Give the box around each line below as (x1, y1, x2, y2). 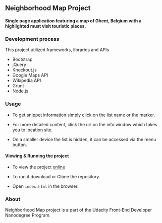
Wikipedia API (12, 77, 41, 83)
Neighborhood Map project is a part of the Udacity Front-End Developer (5, 207, 152, 213)
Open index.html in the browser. (12, 183, 79, 189)
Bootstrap (12, 57, 33, 63)
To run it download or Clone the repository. (12, 173, 100, 179)
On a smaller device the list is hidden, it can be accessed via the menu (12, 136, 156, 142)
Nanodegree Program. (5, 212, 51, 218)
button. (12, 142, 27, 148)
